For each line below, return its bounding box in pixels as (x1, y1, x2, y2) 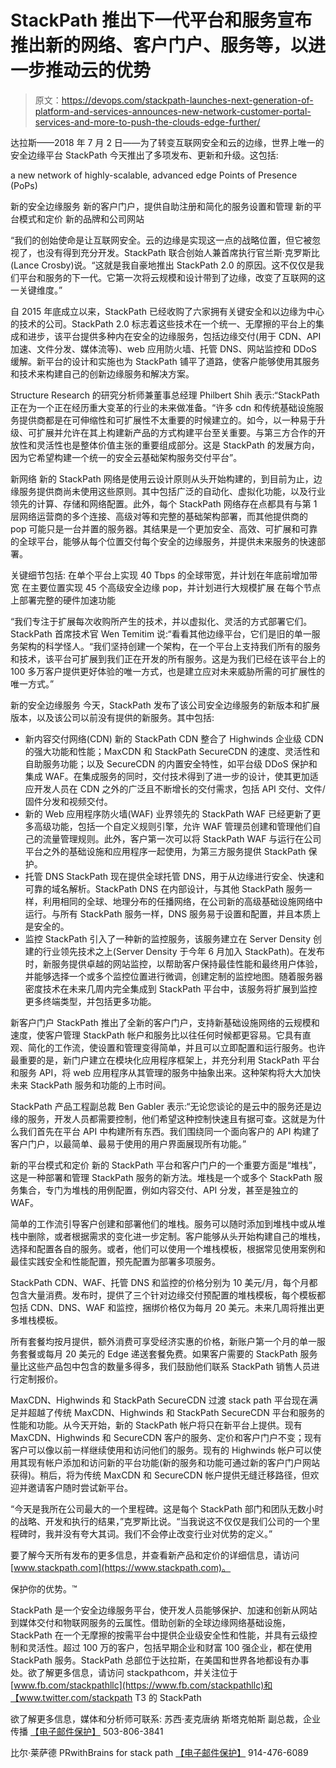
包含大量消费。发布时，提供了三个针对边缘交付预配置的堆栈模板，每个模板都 (10, 1289, 326, 1301)
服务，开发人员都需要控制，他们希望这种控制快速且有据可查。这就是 (27, 1112, 308, 1125)
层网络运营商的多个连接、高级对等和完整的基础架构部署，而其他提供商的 (10, 510, 308, 522)
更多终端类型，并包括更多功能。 (24, 995, 157, 1007)
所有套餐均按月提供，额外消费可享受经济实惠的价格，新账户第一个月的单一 (10, 1335, 317, 1347)
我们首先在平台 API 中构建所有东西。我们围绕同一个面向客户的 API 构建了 (18, 1125, 320, 1137)
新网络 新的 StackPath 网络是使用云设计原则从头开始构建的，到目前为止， (10, 472, 314, 485)
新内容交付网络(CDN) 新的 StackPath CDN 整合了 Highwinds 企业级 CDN (24, 732, 324, 745)
